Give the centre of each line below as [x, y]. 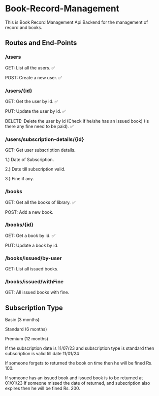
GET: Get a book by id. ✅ [30, 235]
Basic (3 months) [22, 320]
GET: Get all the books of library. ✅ [40, 202]
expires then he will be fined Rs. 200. [43, 388]
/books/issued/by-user [33, 258]
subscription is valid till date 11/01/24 [42, 354]
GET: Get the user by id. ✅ [32, 101]
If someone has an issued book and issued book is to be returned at [74, 378]
